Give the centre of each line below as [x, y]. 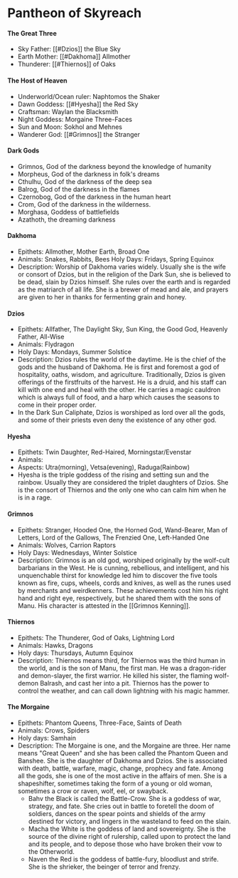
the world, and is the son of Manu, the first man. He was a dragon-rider [122, 668]
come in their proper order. [57, 405]
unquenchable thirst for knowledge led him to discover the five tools [118, 575]
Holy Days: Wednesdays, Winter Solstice [77, 552]
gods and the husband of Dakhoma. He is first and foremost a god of [118, 367]
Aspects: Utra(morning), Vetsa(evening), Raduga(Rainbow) [104, 468]
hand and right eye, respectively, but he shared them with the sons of [119, 598]
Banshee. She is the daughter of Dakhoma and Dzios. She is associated [122, 761]
